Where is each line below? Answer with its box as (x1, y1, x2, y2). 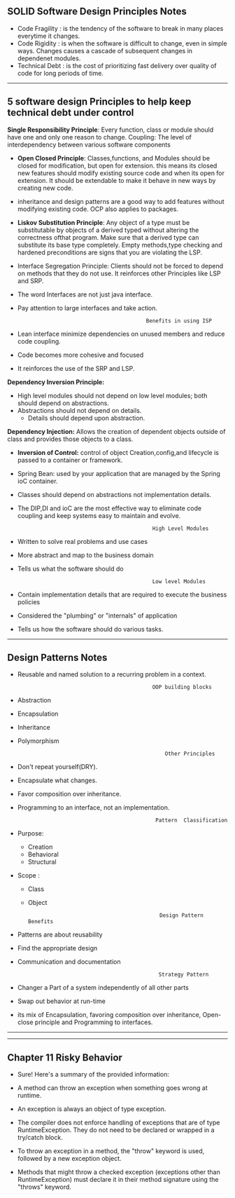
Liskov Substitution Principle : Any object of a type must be (17, 218, 190, 226)
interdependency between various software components (7, 140, 171, 149)
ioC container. (17, 477, 58, 485)
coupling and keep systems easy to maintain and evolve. (17, 511, 181, 519)
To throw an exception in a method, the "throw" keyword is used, (17, 1147, 205, 1155)
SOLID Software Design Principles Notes (7, 6, 187, 18)
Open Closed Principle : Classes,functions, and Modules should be (17, 154, 211, 162)
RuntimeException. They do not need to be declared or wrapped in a (17, 1126, 215, 1134)
